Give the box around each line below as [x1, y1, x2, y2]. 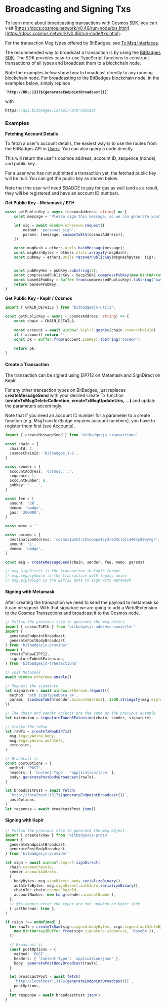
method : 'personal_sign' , [23, 228, 77, 232]
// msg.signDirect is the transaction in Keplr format [5, 569, 121, 574]
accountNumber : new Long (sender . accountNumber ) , [14, 892, 116, 897]
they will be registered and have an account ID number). [5, 190, 120, 196]
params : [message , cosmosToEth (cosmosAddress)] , [23, 232, 125, 237]
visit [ [5, 25, 16, 31]
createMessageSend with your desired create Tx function [5, 392, 124, 399]
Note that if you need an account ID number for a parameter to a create [5, 412, 150, 418]
